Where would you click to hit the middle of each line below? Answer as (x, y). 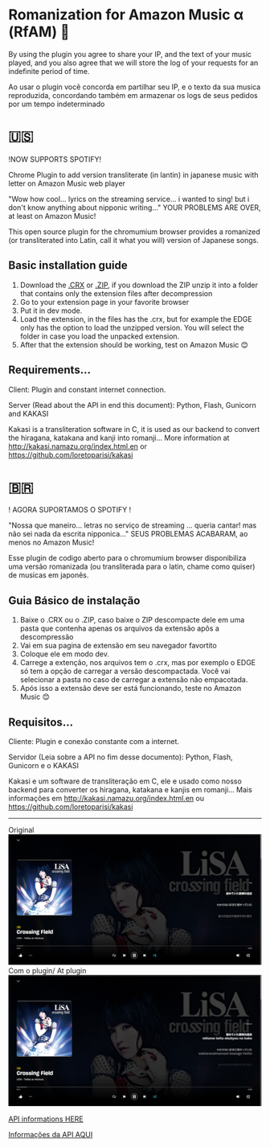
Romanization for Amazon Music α (126, 15)
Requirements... (49, 370)
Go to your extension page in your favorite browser (104, 302)
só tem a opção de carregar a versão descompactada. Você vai (125, 671)
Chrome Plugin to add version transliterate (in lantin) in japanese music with (133, 175)
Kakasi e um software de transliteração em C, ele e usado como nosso (125, 781)
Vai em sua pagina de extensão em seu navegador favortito (118, 646)
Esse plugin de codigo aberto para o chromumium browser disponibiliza (127, 558)
